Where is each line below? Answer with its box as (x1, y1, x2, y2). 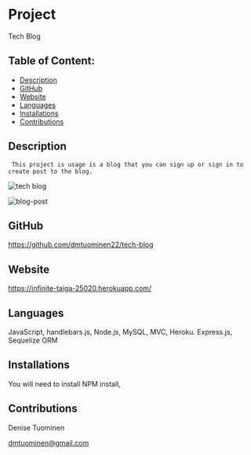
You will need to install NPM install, (8, 379, 122, 388)
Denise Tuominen (8, 423, 65, 432)
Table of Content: (8, 54, 96, 68)
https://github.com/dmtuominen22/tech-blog (8, 240, 154, 249)
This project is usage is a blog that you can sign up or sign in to (11, 160, 244, 168)
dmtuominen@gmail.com (8, 438, 89, 447)
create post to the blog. (8, 167, 93, 175)
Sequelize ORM (8, 336, 58, 345)
